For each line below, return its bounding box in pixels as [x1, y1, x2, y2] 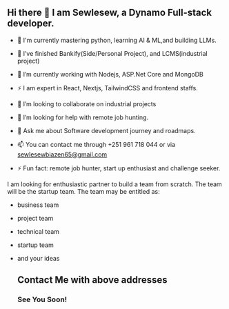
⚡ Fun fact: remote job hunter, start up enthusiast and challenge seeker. [17, 163, 221, 172]
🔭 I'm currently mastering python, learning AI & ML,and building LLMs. [17, 36, 217, 44]
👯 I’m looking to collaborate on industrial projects [17, 99, 157, 108]
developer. [7, 18, 54, 30]
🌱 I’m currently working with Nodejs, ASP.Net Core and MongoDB [17, 70, 203, 78]
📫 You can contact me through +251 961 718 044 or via [17, 140, 176, 148]
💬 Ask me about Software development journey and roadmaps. [17, 126, 196, 134]
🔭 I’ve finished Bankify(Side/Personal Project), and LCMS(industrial [17, 49, 208, 57]
